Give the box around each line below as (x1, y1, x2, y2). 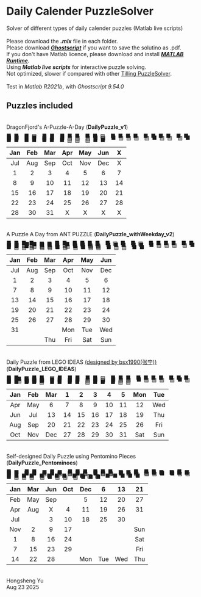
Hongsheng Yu (6, 577, 44, 584)
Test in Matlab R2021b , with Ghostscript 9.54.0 (6, 82, 124, 90)
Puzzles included (6, 101, 73, 111)
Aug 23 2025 (6, 584, 40, 591)
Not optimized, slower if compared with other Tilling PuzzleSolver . (6, 70, 172, 77)
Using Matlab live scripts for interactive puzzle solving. (6, 63, 147, 71)
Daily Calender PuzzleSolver (6, 4, 154, 18)
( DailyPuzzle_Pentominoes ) (6, 459, 78, 466)
